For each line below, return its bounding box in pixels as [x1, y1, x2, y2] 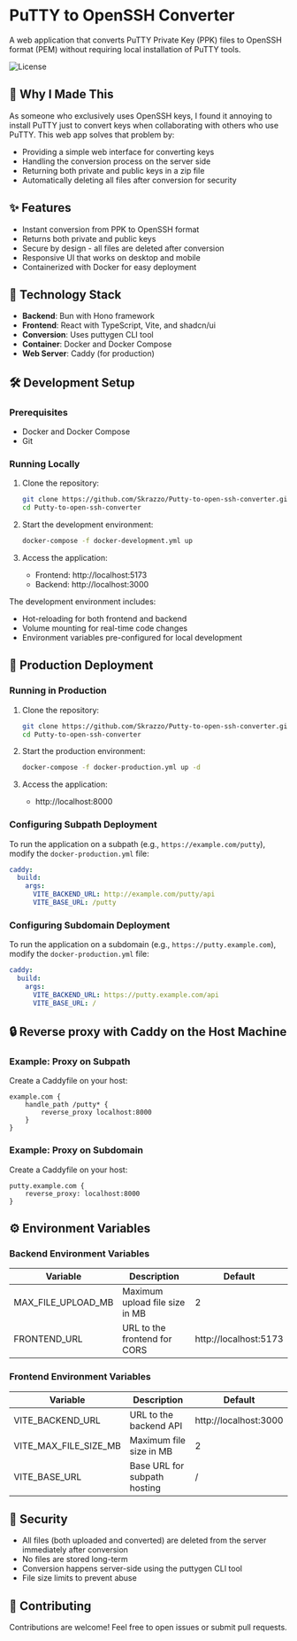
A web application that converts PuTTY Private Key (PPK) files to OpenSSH [9, 35, 283, 45]
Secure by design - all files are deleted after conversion [21, 243, 225, 253]
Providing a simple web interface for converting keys [21, 146, 215, 157]
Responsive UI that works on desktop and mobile [21, 252, 201, 262]
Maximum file [129, 1434, 186, 1446]
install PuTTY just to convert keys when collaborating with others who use [9, 120, 279, 130]
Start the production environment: [21, 746, 146, 757]
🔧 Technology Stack [9, 287, 122, 302]
